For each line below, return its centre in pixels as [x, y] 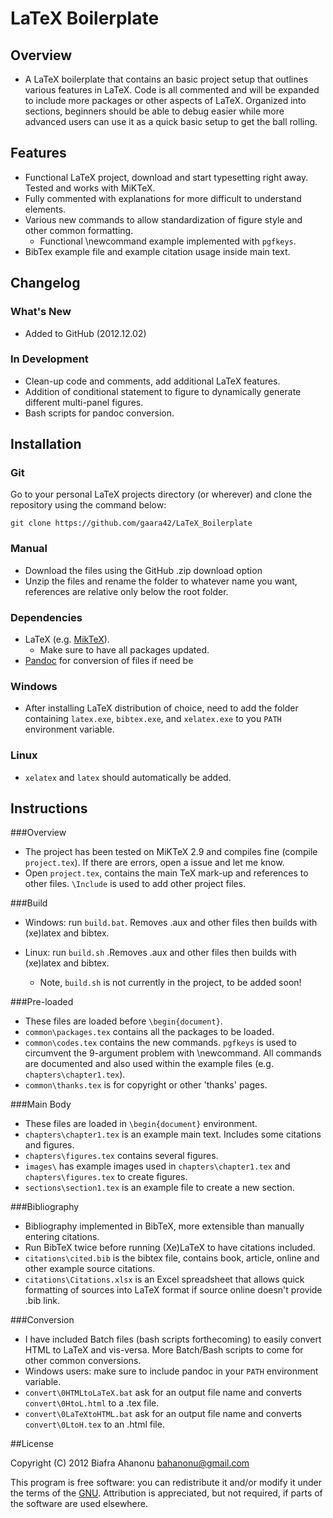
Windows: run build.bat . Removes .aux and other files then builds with [171, 923]
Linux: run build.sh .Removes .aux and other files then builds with [160, 953]
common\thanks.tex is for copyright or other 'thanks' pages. [146, 1085]
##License [32, 1444]
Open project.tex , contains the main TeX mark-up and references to [166, 873]
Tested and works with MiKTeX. [90, 188]
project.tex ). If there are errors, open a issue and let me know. [154, 863]
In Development [49, 359]
